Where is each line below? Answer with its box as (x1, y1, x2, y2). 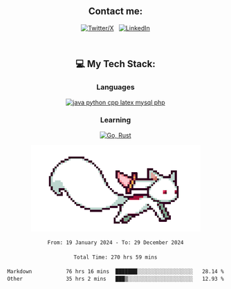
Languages (95, 82, 136, 92)
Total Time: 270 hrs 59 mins (73, 254, 158, 261)
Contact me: (88, 6, 143, 17)
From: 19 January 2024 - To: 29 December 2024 (47, 239, 184, 246)
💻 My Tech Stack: (75, 58, 156, 70)
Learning (100, 115, 131, 125)
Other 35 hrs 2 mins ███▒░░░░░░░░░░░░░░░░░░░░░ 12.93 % (7, 276, 224, 283)
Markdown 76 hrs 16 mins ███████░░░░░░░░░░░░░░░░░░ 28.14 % (7, 268, 224, 275)
